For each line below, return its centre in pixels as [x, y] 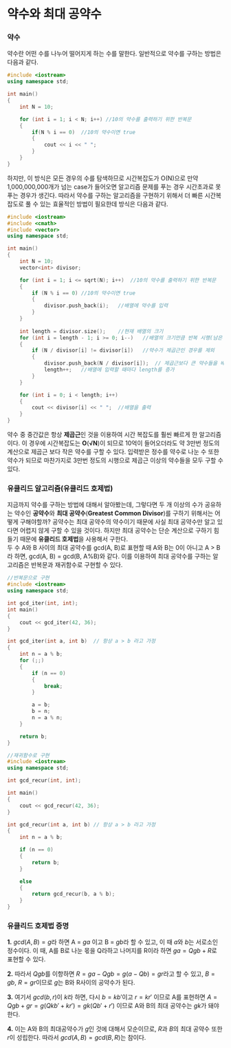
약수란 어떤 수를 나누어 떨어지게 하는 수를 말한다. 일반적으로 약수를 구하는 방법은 [114, 54]
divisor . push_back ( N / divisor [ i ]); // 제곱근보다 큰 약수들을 [131, 363]
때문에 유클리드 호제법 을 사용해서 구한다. [74, 539]
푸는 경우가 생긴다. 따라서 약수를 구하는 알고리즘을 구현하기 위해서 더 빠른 [105, 195]
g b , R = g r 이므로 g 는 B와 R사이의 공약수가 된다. [71, 983]
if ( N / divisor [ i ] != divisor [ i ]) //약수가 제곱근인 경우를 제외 [123, 351]
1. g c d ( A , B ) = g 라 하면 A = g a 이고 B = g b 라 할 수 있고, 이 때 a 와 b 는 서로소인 [113, 942]
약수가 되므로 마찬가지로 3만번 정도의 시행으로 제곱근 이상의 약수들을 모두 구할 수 [115, 460]
